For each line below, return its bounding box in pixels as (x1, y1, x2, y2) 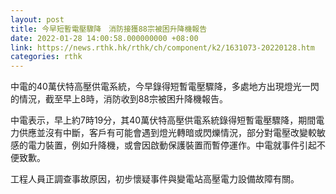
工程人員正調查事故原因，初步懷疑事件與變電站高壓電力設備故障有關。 (10, 173, 300, 185)
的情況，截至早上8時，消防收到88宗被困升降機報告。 (10, 93, 228, 105)
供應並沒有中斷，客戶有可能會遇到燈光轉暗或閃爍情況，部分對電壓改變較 (18, 127, 317, 139)
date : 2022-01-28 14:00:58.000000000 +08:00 (10, 33, 199, 43)
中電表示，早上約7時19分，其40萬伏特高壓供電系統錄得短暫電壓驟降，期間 (10, 114, 317, 126)
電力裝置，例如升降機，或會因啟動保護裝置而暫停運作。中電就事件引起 (27, 139, 317, 151)
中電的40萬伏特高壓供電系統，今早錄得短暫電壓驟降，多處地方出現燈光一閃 (10, 81, 320, 93)
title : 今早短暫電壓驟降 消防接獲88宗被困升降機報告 (10, 24, 208, 34)
